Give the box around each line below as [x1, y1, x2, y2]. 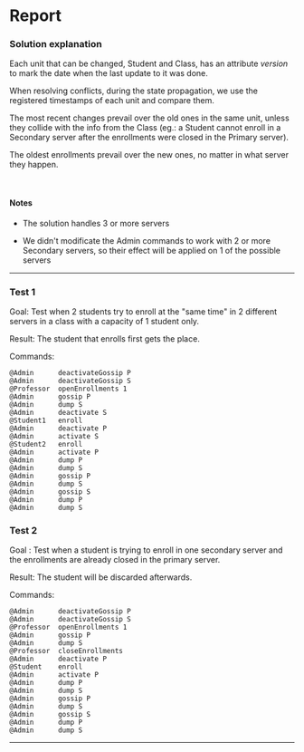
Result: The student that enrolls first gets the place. [9, 333, 201, 344]
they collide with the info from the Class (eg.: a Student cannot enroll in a [9, 122, 281, 133]
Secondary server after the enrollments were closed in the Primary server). [9, 132, 290, 143]
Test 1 [9, 285, 36, 298]
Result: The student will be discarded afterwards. [9, 572, 193, 583]
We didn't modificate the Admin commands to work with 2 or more [22, 235, 271, 246]
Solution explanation [9, 38, 102, 51]
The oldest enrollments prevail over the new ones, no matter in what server [9, 149, 290, 160]
